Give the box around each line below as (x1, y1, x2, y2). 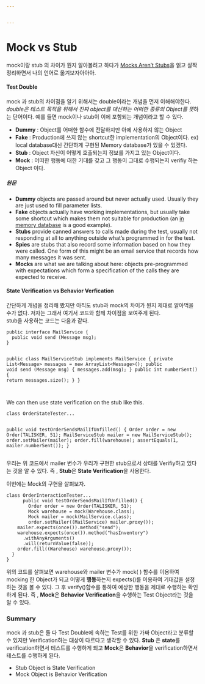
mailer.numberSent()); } (6, 443, 70, 449)
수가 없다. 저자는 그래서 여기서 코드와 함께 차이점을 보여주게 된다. (6, 310, 161, 317)
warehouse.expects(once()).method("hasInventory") (17, 530, 149, 536)
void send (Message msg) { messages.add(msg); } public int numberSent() (6, 366, 198, 373)
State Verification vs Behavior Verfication (6, 287, 114, 294)
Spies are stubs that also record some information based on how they (15, 240, 191, 248)
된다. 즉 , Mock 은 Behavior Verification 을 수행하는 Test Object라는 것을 (17, 591, 193, 598)
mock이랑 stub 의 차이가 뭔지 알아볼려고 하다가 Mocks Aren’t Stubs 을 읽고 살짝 (6, 61, 198, 69)
